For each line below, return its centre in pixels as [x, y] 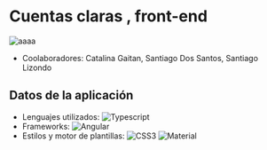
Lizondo [37, 67]
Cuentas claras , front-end [109, 16]
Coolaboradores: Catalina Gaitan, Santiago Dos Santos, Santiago [140, 58]
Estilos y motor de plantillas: [73, 136]
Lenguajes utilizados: [61, 116]
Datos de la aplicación [71, 95]
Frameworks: [46, 126]
